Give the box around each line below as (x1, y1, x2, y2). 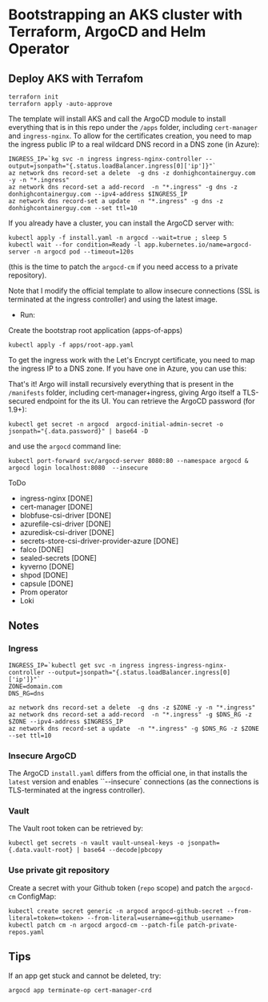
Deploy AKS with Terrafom (8, 71, 144, 85)
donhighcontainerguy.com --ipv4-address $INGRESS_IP (8, 190, 188, 198)
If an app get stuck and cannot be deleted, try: (8, 971, 162, 980)
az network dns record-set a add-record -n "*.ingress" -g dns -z (8, 183, 238, 191)
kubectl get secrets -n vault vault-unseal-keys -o (8, 839, 184, 847)
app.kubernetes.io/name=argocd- (144, 241, 252, 249)
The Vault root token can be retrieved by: (8, 824, 144, 834)
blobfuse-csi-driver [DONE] (19, 511, 112, 520)
